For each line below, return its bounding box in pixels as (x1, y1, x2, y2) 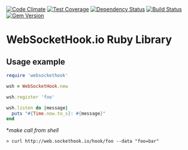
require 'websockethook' (6, 72, 68, 78)
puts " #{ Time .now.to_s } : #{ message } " (11, 111, 106, 117)
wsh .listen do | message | (6, 105, 68, 111)
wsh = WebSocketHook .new (6, 83, 68, 89)
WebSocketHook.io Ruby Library (6, 33, 172, 47)
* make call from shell (6, 127, 59, 134)
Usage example (6, 57, 66, 67)
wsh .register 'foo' (6, 94, 55, 100)
